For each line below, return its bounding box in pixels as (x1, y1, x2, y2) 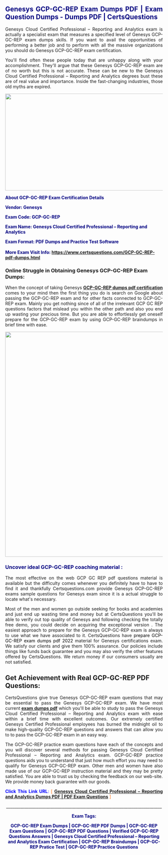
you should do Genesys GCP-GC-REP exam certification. (5, 47, 122, 53)
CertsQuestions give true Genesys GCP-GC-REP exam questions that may (5, 694, 163, 700)
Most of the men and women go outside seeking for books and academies (5, 606, 163, 612)
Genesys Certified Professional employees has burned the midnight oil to (5, 721, 163, 727)
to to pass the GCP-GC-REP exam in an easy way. (5, 732, 108, 738)
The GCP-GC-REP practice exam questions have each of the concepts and (5, 741, 163, 747)
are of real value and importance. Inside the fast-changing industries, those (5, 78, 163, 84)
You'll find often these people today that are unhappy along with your (5, 57, 163, 63)
